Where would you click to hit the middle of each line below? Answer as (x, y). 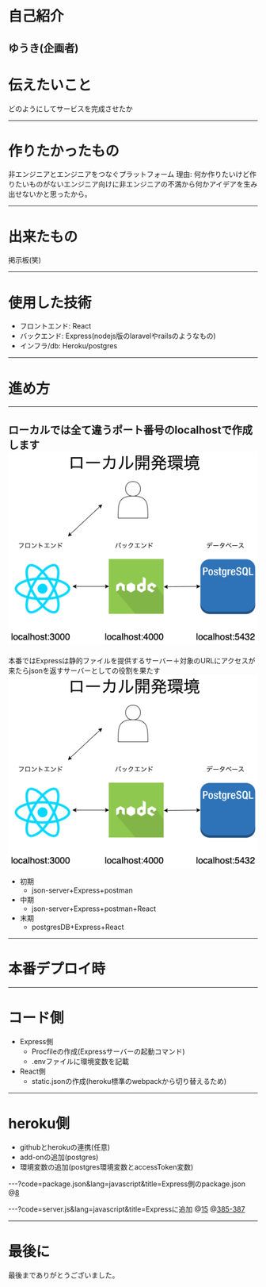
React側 (32, 1071)
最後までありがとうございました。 (64, 1275)
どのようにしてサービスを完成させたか (70, 109)
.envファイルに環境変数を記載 (80, 1062)
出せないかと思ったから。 (50, 194)
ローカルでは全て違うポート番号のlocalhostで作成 (131, 430)
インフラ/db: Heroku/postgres (68, 346)
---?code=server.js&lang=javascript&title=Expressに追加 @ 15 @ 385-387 (127, 1209)
